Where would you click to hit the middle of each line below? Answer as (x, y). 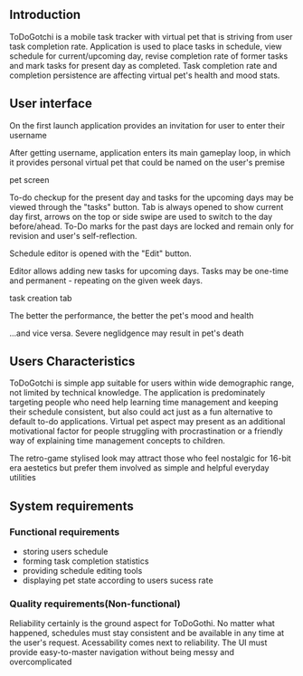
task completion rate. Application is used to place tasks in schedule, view (146, 46)
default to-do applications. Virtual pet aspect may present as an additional (147, 422)
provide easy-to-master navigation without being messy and (122, 652)
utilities (23, 478)
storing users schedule (65, 552)
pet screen (29, 179)
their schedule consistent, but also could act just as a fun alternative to (141, 412)
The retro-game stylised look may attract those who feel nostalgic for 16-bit (150, 458)
